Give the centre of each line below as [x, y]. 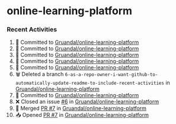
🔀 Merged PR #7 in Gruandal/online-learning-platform [81, 109]
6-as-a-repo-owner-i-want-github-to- [111, 75]
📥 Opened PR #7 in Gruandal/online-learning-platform [82, 115]
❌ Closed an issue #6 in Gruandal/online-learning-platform [87, 101]
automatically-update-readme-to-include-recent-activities [90, 83]
